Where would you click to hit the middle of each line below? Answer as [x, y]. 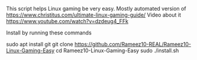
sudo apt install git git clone [40, 44]
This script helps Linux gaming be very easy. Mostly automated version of [96, 9]
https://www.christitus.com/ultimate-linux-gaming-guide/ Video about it [94, 15]
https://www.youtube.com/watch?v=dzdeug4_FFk [67, 21]
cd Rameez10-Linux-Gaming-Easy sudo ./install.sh [117, 50]
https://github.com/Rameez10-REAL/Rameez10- [133, 44]
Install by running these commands [49, 33]
